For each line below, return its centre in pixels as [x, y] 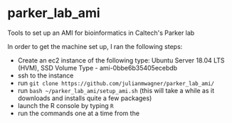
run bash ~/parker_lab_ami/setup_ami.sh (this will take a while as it [116, 90]
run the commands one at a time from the [79, 113]
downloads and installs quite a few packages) [85, 98]
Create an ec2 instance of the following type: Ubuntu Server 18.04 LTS [121, 60]
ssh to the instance [46, 75]
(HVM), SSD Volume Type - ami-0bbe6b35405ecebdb [97, 68]
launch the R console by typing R [65, 105]
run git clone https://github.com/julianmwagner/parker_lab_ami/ [116, 82]
